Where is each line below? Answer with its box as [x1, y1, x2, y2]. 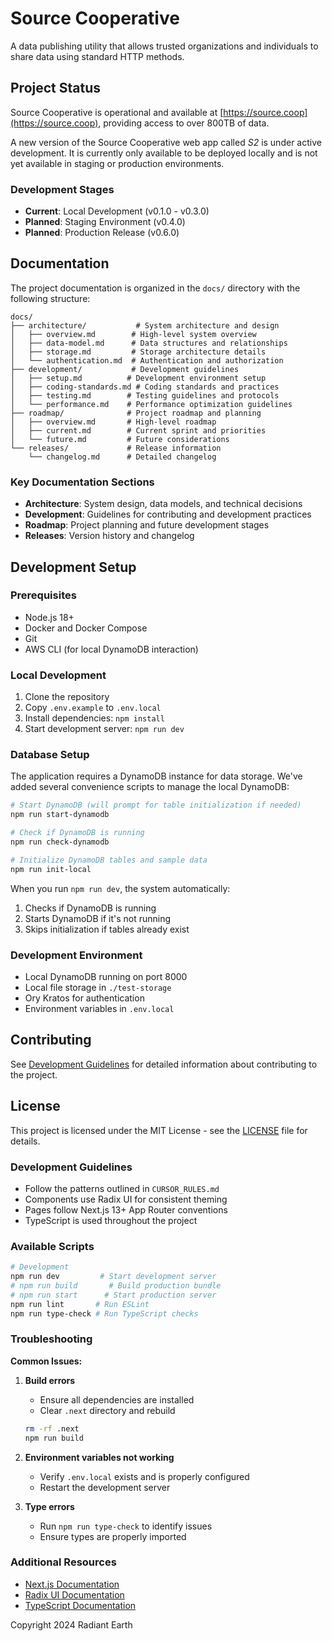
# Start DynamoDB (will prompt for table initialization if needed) [10, 800, 302, 811]
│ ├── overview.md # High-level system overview [10, 329, 257, 339]
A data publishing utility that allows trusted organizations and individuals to [10, 40, 319, 52]
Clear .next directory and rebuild [39, 1404, 176, 1416]
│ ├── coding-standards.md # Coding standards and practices [10, 382, 280, 392]
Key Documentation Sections [10, 475, 155, 489]
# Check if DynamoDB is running [10, 828, 145, 838]
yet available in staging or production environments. [10, 157, 225, 169]
